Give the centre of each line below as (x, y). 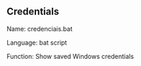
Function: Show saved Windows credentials (70, 56)
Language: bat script (37, 43)
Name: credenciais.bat (40, 28)
